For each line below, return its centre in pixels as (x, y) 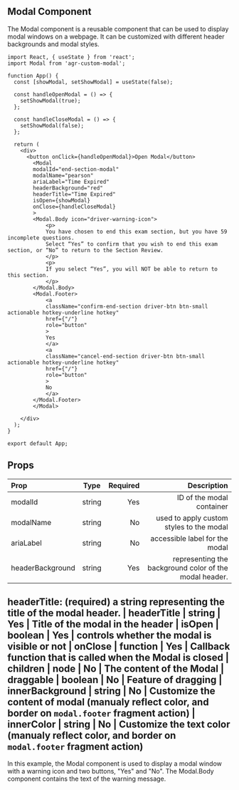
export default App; (38, 443)
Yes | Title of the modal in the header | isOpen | (113, 624)
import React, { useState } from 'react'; (71, 57)
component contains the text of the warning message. (87, 779)
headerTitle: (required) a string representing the (116, 602)
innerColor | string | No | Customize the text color (119, 725)
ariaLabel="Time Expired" (71, 182)
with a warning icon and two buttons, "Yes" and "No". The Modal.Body (111, 771)
